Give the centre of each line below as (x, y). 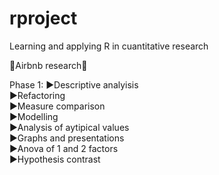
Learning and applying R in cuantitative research (109, 46)
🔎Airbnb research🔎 (48, 65)
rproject (43, 18)
